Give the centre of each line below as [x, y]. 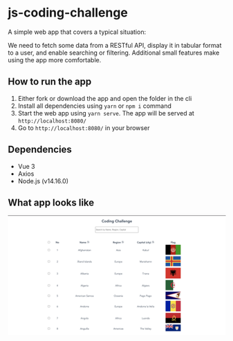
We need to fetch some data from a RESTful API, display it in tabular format [115, 45]
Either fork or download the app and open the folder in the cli [105, 98]
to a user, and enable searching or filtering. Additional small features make [114, 53]
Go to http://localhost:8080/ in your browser [84, 128]
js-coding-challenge [68, 13]
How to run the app [50, 82]
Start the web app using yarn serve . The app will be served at [106, 113]
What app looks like [51, 202]
